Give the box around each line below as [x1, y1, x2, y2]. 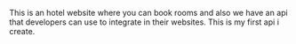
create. [9, 26, 36, 36]
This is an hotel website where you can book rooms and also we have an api [9, 8, 288, 18]
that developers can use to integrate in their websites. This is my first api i [9, 17, 280, 27]
